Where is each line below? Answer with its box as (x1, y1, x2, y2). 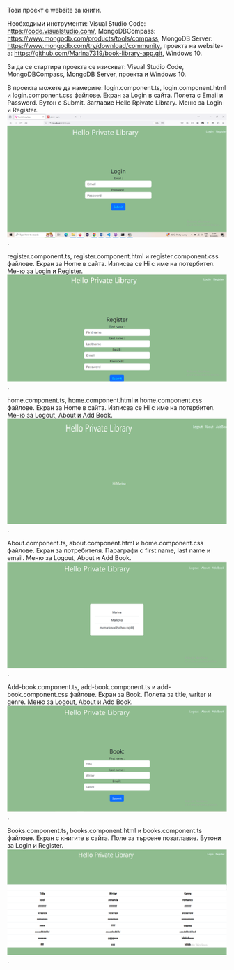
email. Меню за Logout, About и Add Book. (7, 553, 132, 561)
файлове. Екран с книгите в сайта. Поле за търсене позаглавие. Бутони (7, 834, 221, 842)
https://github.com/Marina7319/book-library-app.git (13, 49, 163, 57)
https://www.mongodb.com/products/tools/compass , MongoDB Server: (7, 34, 213, 43)
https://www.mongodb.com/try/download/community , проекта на (7, 42, 197, 50)
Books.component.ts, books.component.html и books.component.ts (7, 826, 203, 835)
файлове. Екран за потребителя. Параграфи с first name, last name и (7, 546, 211, 554)
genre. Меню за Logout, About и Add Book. (7, 698, 133, 706)
